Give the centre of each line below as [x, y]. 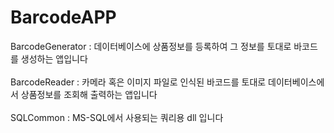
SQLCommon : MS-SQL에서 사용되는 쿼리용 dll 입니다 [117, 117]
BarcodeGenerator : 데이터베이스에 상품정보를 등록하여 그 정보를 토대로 [151, 46]
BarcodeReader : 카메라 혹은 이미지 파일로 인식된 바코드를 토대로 [138, 82]
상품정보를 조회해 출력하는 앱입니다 [89, 94]
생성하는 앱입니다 [54, 58]
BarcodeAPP [63, 17]
